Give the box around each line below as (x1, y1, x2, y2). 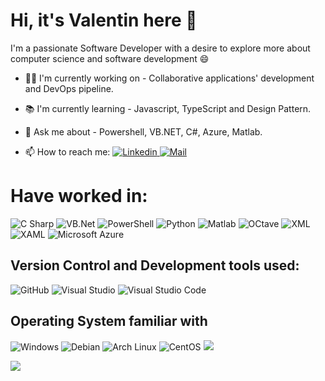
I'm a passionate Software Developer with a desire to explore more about (10, 42, 311, 54)
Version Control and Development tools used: (10, 257, 300, 274)
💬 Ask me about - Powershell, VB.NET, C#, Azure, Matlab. (24, 125, 263, 138)
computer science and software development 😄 (10, 52, 210, 64)
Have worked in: (10, 185, 148, 208)
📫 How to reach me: (24, 145, 111, 158)
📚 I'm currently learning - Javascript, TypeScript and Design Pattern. (24, 102, 312, 114)
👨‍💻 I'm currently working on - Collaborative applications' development (24, 72, 315, 84)
